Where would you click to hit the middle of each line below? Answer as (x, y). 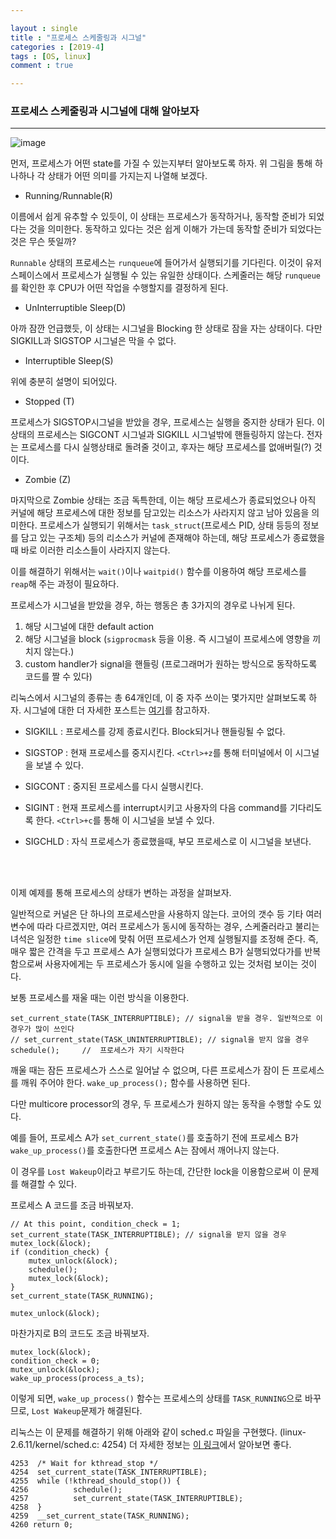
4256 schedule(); (66, 1490)
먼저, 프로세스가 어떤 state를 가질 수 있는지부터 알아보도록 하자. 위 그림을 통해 (161, 163)
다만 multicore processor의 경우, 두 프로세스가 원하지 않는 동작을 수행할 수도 (161, 1104)
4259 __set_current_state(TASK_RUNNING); (100, 1516)
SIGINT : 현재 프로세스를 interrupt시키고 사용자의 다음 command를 (156, 808)
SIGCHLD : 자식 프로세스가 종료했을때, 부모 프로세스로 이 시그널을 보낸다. (168, 842)
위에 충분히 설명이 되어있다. (64, 382)
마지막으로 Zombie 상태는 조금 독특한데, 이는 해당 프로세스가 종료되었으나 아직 (163, 500)
